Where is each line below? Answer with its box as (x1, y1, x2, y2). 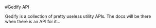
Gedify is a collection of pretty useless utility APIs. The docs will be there (5, 14, 152, 19)
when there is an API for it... (5, 19, 61, 24)
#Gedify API (5, 4, 29, 10)
